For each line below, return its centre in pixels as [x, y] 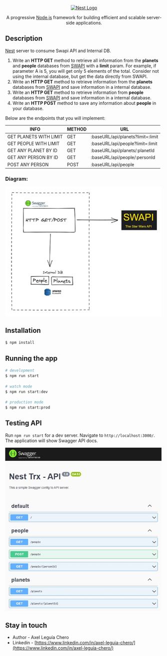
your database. [28, 108]
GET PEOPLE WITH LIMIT [33, 144]
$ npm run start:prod [28, 408]
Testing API [23, 423]
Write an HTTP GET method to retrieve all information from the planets [85, 60]
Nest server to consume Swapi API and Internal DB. [58, 51]
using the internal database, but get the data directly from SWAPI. [80, 76]
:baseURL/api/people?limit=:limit [124, 144]
